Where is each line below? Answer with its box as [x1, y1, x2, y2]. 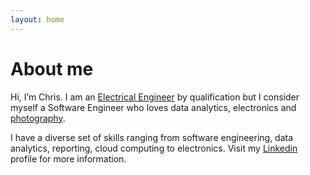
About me [10, 57, 94, 80]
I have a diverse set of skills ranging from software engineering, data [10, 131, 294, 143]
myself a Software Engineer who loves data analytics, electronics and [10, 101, 297, 113]
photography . [10, 112, 66, 124]
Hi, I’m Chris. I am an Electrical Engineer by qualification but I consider [10, 91, 300, 103]
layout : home [10, 14, 65, 25]
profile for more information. [10, 152, 127, 165]
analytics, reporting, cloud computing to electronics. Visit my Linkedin [10, 142, 298, 154]
